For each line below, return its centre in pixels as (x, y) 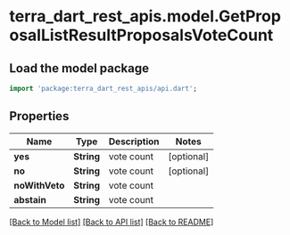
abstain (30, 199)
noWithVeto (39, 185)
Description (134, 142)
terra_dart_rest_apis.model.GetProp (145, 16)
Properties (39, 116)
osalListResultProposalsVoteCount (141, 35)
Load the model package (79, 68)
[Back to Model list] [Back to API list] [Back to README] (112, 222)
